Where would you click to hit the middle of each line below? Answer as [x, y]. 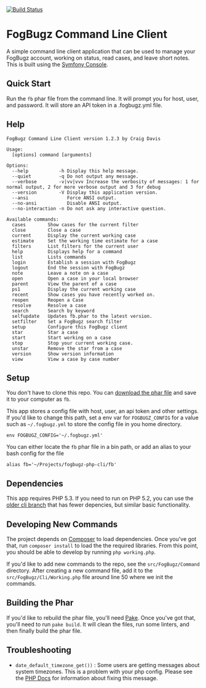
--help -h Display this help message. [75, 171]
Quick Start [29, 84]
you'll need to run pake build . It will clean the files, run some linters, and [98, 624]
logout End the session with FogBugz [68, 267]
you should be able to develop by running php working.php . [81, 552]
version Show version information [63, 354]
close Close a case [46, 230]
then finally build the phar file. [44, 631]
